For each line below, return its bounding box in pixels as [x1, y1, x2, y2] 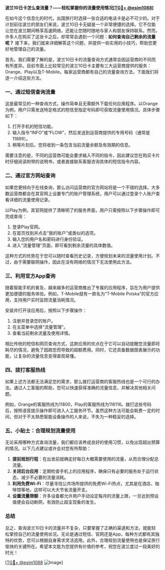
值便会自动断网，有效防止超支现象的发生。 [12, 499, 99, 505]
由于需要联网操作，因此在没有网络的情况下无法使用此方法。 [13, 259, 134, 265]
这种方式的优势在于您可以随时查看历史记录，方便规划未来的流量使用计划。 [5, 252, 156, 258]
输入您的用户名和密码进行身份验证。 [12, 236, 86, 242]
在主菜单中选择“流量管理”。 [12, 324, 68, 330]
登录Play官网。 [12, 224, 43, 230]
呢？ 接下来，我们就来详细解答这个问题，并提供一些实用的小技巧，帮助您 [5, 40, 153, 46]
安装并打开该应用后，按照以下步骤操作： [5, 307, 87, 313]
